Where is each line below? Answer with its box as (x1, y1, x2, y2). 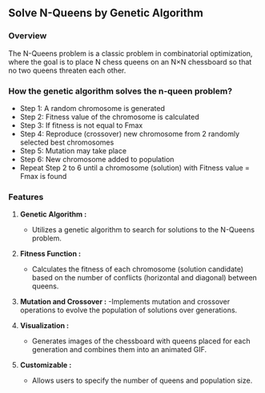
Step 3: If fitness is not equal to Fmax (19, 120, 143, 130)
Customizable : (19, 360, 72, 370)
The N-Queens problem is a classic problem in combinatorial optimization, (8, 48, 253, 58)
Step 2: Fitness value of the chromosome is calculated (19, 112, 200, 121)
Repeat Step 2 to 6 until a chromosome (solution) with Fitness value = (19, 163, 251, 173)
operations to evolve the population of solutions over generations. (19, 305, 238, 315)
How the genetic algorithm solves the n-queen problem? (8, 85, 233, 97)
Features (8, 191, 44, 202)
